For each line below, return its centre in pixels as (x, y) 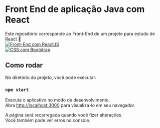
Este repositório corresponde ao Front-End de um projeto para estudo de (80, 33)
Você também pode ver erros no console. (48, 120)
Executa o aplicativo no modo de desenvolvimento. (58, 100)
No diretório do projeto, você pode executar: (51, 77)
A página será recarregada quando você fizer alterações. (64, 115)
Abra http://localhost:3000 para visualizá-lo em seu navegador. (70, 105)
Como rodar (24, 65)
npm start (17, 89)
